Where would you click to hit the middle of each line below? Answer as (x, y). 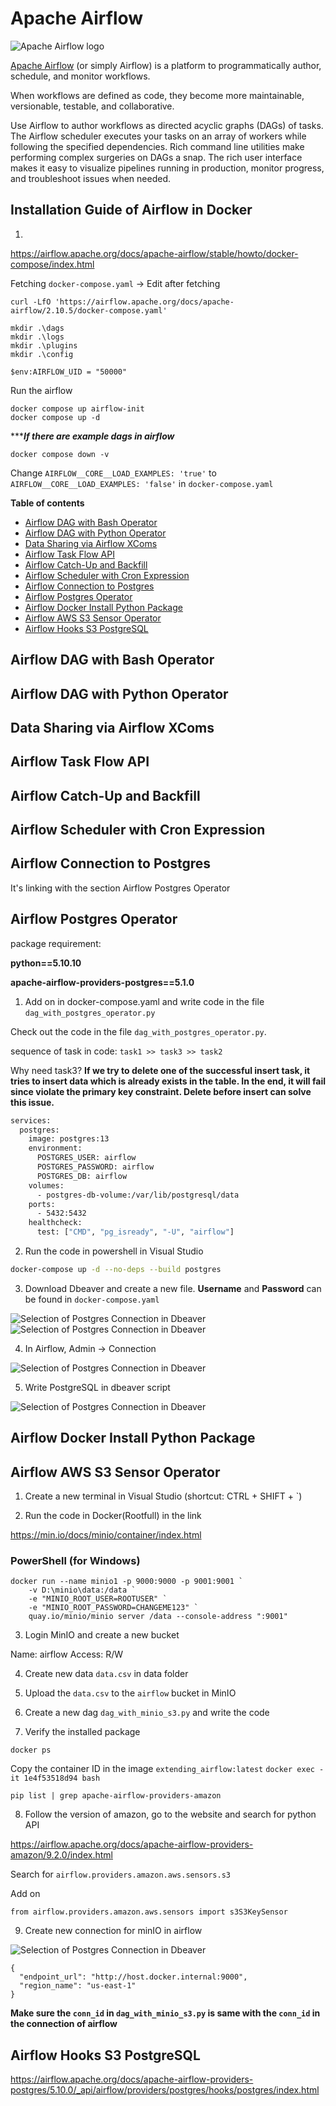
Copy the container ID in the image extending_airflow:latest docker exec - (167, 1769)
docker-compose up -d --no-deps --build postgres (116, 1270)
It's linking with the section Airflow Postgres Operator (120, 888)
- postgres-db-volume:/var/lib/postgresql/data (138, 1195)
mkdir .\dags (37, 328)
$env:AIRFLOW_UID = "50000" (69, 372)
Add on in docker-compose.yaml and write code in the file (144, 1001)
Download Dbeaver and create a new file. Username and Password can (173, 1288)
